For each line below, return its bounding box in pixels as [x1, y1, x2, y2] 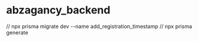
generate [6, 29, 29, 36]
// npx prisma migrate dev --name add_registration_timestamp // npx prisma [6, 23, 192, 30]
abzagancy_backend [6, 3, 111, 17]
